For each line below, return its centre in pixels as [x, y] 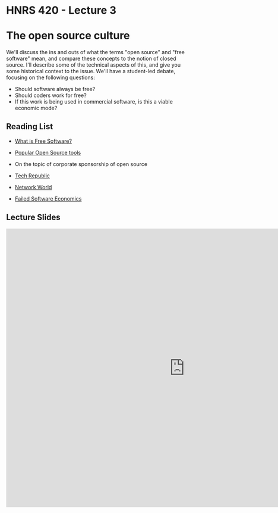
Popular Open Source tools [48, 152]
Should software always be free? [55, 89]
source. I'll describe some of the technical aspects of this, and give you [94, 65]
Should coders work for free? [51, 95]
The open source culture [68, 36]
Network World [33, 187]
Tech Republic [32, 176]
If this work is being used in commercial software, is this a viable [94, 101]
